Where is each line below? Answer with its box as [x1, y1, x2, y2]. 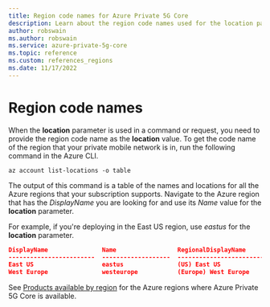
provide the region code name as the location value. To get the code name [8, 133, 256, 143]
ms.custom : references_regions [8, 57, 113, 65]
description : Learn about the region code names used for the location [8, 19, 253, 27]
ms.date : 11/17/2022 [8, 64, 78, 72]
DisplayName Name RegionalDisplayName [8, 246, 247, 254]
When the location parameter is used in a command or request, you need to [8, 125, 260, 135]
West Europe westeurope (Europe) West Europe [8, 268, 250, 276]
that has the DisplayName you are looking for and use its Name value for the [8, 198, 262, 207]
